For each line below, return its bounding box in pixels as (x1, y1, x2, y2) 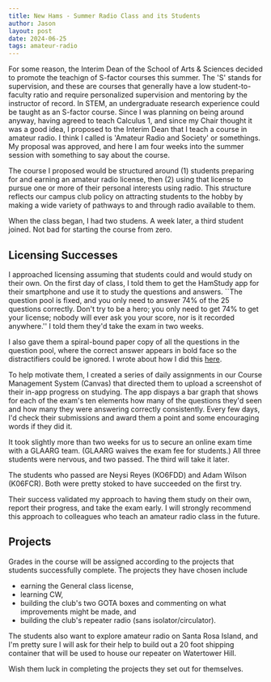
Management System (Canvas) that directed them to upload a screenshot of (8, 378, 262, 388)
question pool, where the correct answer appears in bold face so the (8, 345, 237, 355)
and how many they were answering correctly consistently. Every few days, (8, 404, 260, 414)
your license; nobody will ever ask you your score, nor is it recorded (8, 313, 235, 322)
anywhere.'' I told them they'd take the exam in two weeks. (8, 321, 204, 330)
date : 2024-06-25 (8, 34, 67, 43)
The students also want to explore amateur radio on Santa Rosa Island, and (8, 631, 259, 641)
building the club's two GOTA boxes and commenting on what (19, 598, 227, 607)
